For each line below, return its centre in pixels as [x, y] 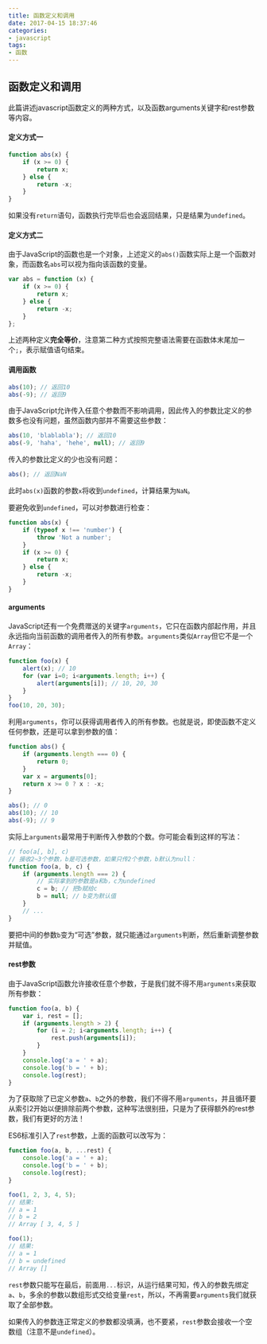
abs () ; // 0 [28, 805]
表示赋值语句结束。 [57, 350]
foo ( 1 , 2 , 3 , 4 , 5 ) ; [43, 1195]
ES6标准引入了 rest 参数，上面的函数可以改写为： [88, 1135]
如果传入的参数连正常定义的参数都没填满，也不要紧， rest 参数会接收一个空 [130, 1321]
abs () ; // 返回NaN [37, 475]
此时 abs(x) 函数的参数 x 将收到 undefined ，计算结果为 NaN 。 [101, 491]
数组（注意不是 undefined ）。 [54, 1331]
